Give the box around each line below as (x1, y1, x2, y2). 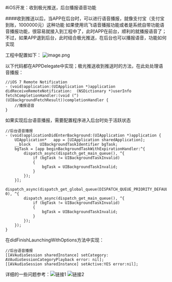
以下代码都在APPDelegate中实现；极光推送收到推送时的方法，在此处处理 (5, 63, 159, 69)
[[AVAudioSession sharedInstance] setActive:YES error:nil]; (5, 261, 139, 267)
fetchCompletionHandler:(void (5, 93, 70, 98)
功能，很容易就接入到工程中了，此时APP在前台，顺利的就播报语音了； (18, 28, 167, 34)
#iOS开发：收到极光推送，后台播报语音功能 (5, 5, 96, 10)
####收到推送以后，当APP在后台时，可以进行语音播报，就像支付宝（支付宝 (5, 15, 165, 22)
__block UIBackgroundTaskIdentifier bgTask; (14, 142, 118, 147)
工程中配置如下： (5, 52, 41, 58)
